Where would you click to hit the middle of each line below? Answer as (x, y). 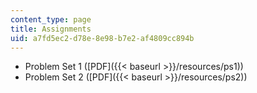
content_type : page (51, 19)
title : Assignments (51, 29)
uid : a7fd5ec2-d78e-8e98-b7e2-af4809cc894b (102, 38)
